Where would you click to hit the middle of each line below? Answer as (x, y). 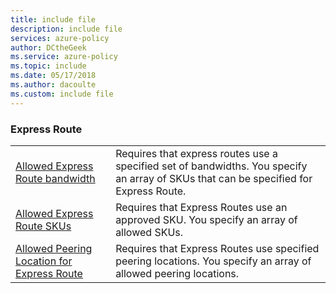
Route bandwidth (55, 178)
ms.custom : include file (62, 94)
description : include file (66, 29)
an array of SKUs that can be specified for (214, 178)
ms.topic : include (48, 66)
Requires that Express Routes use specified (217, 248)
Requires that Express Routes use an (201, 207)
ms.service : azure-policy (64, 57)
